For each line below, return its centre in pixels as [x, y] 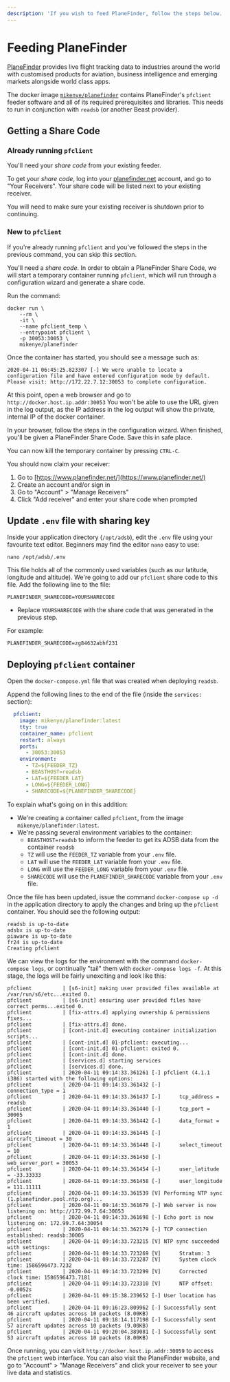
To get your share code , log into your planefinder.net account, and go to [109, 179]
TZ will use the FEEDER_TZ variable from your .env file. [102, 854]
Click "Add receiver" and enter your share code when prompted [107, 499]
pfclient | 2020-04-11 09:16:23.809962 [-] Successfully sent [112, 1308]
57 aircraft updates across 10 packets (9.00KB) [78, 1326]
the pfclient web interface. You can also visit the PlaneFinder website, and [114, 1358]
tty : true [34, 727]
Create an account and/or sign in [64, 484]
